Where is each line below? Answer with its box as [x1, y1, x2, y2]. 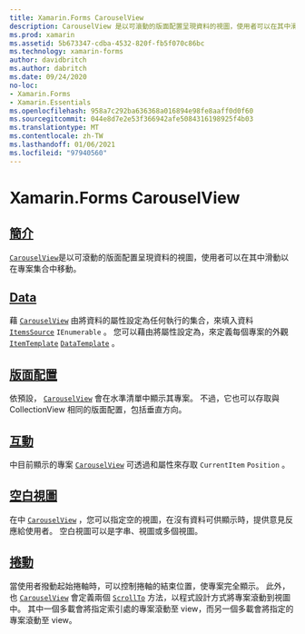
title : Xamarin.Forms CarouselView [9, 13, 144, 23]
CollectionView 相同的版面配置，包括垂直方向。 [9, 404, 187, 415]
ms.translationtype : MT [9, 124, 100, 133]
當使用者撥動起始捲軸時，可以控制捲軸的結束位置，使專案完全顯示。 [9, 580, 264, 591]
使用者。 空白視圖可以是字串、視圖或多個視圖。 [25, 525, 202, 536]
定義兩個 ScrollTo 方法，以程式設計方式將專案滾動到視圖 [78, 591, 290, 602]
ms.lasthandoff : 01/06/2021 [9, 140, 116, 149]
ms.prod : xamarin [9, 30, 75, 39]
